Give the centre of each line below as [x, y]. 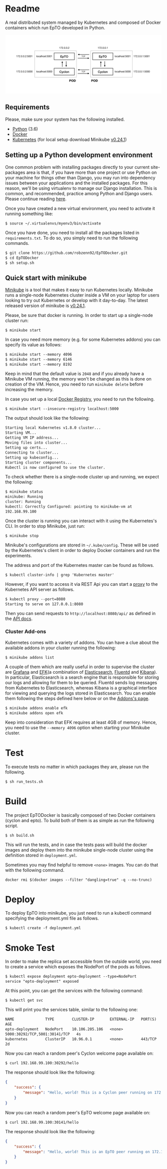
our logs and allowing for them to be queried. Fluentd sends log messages [81, 682]
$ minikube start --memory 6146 [39, 360]
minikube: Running [24, 497]
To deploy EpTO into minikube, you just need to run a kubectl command [78, 913]
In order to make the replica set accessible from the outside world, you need [83, 961]
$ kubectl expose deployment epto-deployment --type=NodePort [71, 977]
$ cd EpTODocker [22, 258]
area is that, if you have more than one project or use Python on [92, 172]
